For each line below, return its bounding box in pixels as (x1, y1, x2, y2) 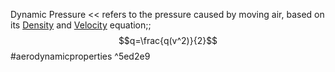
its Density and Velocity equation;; (10, 19, 152, 31)
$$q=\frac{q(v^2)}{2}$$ (118, 35, 218, 46)
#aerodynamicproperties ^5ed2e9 (10, 50, 151, 62)
